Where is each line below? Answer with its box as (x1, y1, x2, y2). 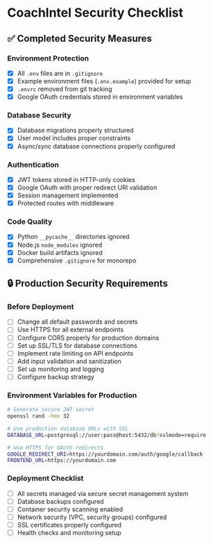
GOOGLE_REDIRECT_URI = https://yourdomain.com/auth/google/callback (7, 450, 203, 458)
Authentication (7, 160, 59, 170)
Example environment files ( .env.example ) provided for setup (17, 76, 191, 85)
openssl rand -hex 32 (7, 413, 70, 420)
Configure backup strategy (17, 372, 95, 381)
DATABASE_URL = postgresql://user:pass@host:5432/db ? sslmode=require (7, 431, 207, 438)
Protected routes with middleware (17, 199, 114, 208)
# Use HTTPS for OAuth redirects (7, 444, 104, 451)
